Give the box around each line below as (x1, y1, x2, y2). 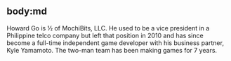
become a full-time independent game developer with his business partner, (6, 38, 224, 47)
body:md (6, 6, 47, 17)
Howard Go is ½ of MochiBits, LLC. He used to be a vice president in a (6, 24, 210, 32)
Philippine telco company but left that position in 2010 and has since (6, 31, 204, 40)
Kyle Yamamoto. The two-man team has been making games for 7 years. (6, 46, 218, 54)
